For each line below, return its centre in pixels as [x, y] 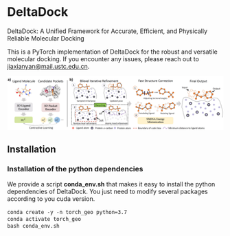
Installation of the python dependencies [75, 169]
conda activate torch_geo [44, 219]
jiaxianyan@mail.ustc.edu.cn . [48, 66]
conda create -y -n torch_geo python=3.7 [67, 212]
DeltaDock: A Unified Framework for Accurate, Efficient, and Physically [107, 31]
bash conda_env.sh [33, 226]
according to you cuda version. [51, 199]
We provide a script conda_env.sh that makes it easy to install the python [111, 184]
